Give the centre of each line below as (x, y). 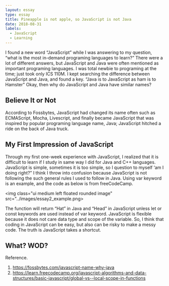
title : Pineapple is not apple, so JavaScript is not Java (68, 19)
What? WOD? (27, 245)
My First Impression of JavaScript (59, 145)
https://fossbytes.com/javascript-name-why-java (63, 267)
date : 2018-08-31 (23, 24)
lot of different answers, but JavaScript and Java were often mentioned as (82, 63)
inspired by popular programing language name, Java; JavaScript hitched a (83, 123)
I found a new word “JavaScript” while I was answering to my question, (79, 52)
